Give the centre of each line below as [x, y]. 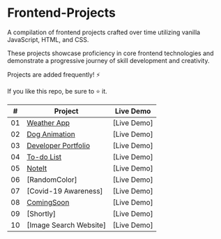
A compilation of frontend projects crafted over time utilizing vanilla [104, 32]
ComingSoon [48, 202]
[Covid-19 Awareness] [65, 191]
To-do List [44, 157]
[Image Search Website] [67, 225]
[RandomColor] [52, 180]
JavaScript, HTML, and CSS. [48, 39]
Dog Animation [51, 134]
